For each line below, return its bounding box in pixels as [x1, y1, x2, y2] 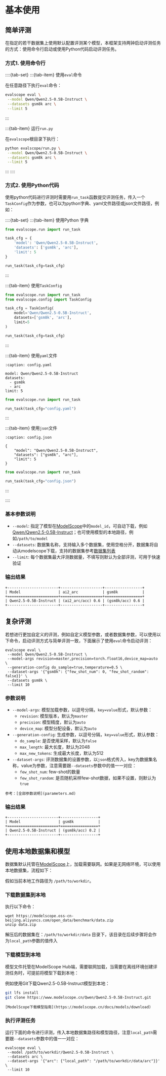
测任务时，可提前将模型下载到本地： [5, 970, 79, 976]
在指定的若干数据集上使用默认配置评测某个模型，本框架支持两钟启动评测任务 [5, 40, 161, 46]
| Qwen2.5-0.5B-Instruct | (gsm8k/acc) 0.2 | [5, 828, 100, 833]
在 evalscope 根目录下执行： [5, 136, 60, 142]
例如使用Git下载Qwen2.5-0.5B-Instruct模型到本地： [5, 980, 110, 986]
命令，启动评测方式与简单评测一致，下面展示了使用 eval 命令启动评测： [9, 638, 153, 644]
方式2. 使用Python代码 [5, 182, 59, 189]
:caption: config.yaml [5, 362, 52, 367]
